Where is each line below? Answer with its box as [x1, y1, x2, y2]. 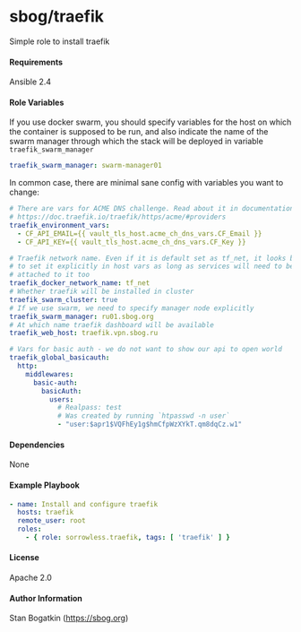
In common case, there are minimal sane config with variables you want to [9, 177, 284, 188]
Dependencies [9, 439, 65, 450]
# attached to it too [9, 271, 90, 280]
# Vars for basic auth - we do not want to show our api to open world [9, 345, 282, 354]
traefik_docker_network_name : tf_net [9, 279, 150, 288]
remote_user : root [17, 516, 87, 525]
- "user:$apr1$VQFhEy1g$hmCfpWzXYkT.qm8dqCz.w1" [56, 420, 243, 429]
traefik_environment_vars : [9, 221, 110, 229]
